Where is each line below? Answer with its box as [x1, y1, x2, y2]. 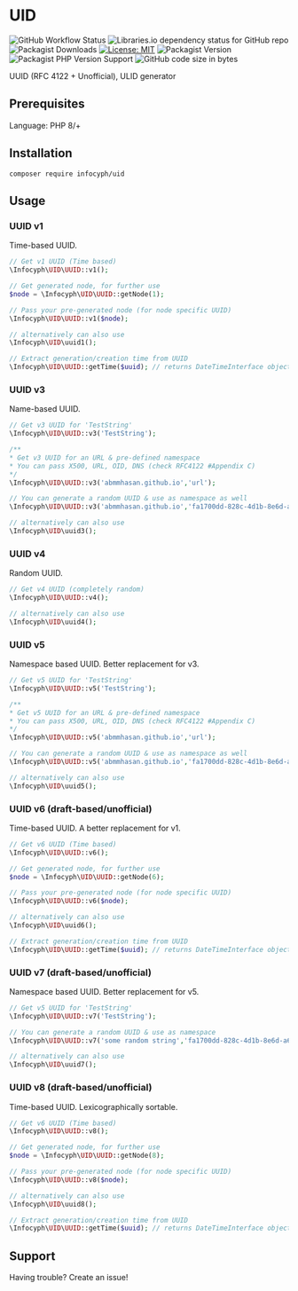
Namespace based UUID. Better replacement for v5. [9, 986, 200, 996]
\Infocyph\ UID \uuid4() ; [9, 618, 98, 626]
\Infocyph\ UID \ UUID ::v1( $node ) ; [9, 314, 129, 323]
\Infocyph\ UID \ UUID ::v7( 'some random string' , [9, 1035, 184, 1045]
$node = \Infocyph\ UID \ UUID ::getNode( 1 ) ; [9, 289, 165, 298]
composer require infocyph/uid [9, 169, 125, 178]
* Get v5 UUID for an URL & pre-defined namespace [9, 708, 200, 717]
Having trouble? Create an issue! [9, 1272, 129, 1283]
